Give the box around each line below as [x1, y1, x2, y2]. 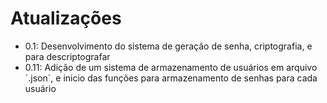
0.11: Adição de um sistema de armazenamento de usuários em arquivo [24, 61, 318, 73]
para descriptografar [24, 50, 111, 62]
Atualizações [10, 7, 122, 30]
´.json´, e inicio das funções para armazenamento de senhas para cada [24, 72, 318, 84]
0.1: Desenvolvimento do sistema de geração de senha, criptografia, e [24, 40, 313, 52]
